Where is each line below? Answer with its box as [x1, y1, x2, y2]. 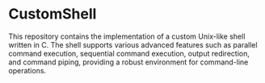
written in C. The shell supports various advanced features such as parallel [8, 39, 258, 49]
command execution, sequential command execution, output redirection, [8, 48, 250, 58]
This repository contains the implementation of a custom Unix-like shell [8, 31, 246, 41]
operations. [8, 65, 47, 75]
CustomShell [8, 5, 97, 23]
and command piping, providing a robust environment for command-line [8, 57, 249, 67]
